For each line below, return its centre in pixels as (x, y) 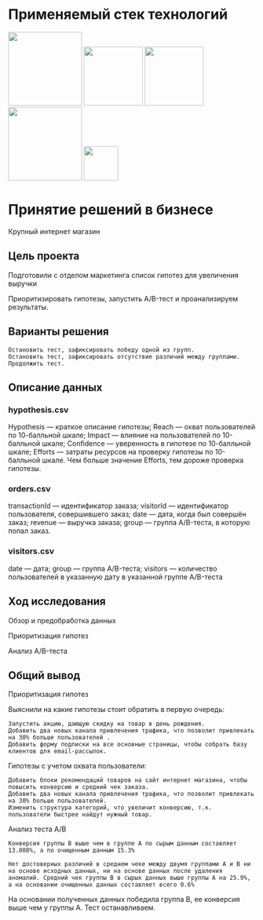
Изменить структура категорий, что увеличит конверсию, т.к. (110, 808)
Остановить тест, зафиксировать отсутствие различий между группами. (124, 356)
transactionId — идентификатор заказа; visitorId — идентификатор (119, 506)
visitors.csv (31, 551)
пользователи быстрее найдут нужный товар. (80, 815)
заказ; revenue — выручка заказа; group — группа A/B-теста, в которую (129, 523)
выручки (23, 283)
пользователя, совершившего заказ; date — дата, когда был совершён (127, 514)
